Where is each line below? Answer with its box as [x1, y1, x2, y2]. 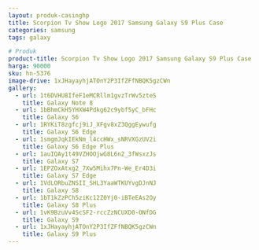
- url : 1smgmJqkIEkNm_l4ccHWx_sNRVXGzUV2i [15, 135, 157, 143]
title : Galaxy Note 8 [22, 99, 93, 107]
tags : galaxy [8, 33, 51, 42]
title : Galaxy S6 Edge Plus [22, 142, 114, 150]
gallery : [8, 84, 37, 92]
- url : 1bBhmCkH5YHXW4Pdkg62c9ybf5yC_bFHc [15, 106, 157, 114]
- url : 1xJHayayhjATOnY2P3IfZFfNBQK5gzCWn [15, 223, 157, 231]
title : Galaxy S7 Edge [22, 172, 97, 180]
